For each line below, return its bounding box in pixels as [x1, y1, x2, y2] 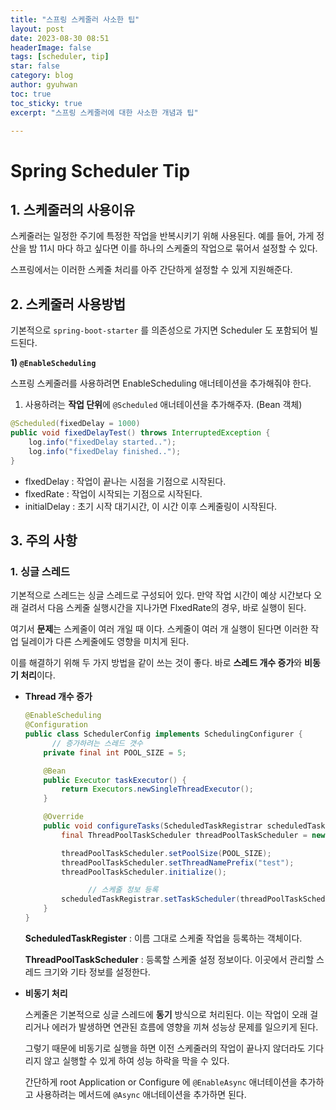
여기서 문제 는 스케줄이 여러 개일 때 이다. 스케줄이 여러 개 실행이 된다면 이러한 [10, 623, 309, 635]
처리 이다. [20, 669, 56, 681]
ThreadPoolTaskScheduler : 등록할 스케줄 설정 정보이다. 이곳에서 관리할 [24, 953, 315, 965]
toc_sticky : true [10, 98, 83, 108]
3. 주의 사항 [10, 532, 78, 549]
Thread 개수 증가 [24, 691, 93, 703]
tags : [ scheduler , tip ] [10, 52, 110, 62]
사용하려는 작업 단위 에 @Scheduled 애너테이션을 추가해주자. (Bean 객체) [24, 399, 303, 411]
